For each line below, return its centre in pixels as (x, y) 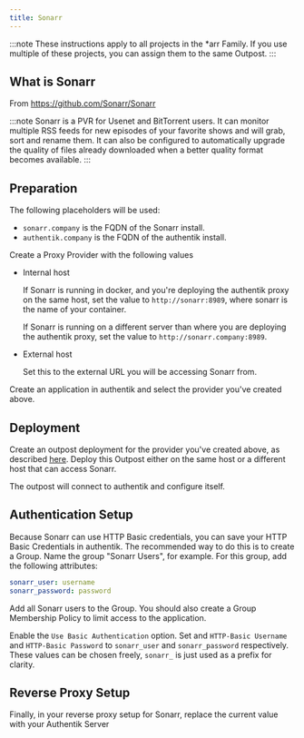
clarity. (22, 664)
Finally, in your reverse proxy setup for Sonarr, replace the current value (144, 714)
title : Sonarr (36, 18)
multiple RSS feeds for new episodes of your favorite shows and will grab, (147, 131)
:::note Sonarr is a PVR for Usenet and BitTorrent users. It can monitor (139, 121)
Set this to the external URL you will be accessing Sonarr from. (139, 372)
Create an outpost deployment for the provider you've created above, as (145, 449)
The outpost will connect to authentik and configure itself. (117, 487)
